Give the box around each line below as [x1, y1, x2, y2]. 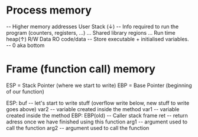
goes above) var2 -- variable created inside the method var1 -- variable [6, 105, 180, 112]
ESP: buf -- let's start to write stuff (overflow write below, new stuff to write [6, 99, 190, 106]
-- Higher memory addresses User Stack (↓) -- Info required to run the [6, 23, 179, 30]
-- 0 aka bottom [6, 42, 45, 49]
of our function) [6, 88, 44, 95]
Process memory [6, 4, 92, 17]
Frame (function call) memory [6, 62, 155, 76]
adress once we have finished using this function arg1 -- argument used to [6, 118, 188, 125]
